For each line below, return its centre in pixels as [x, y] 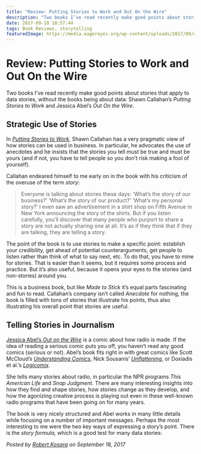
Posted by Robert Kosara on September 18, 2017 [66, 444]
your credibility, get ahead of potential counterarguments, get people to [94, 250]
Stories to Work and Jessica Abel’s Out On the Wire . [70, 106]
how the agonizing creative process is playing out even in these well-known [100, 395]
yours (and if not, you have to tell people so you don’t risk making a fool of [98, 158]
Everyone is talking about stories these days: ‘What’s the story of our [106, 194]
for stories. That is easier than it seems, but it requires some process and [96, 263]
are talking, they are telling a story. [63, 232]
